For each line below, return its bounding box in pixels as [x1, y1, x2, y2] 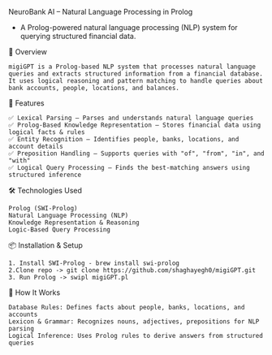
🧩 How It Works [8, 288, 61, 297]
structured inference [8, 171, 82, 179]
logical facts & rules [8, 128, 85, 136]
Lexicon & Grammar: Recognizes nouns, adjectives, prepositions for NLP [8, 318, 260, 326]
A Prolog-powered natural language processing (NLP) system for [19, 23, 238, 32]
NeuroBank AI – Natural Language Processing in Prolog [8, 7, 193, 16]
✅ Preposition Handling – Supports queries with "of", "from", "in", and [8, 149, 266, 158]
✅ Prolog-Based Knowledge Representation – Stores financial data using [8, 121, 261, 129]
